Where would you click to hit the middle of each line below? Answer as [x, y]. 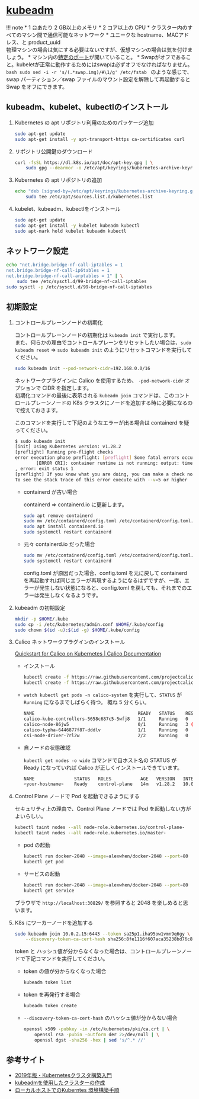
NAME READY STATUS [99, 714]
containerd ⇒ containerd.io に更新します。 [75, 504]
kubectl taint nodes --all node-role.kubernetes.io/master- [90, 833]
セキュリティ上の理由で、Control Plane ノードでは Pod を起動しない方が [103, 809]
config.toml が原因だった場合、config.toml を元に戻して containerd [105, 573]
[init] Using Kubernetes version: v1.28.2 [68, 447]
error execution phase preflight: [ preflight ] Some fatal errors [97, 458]
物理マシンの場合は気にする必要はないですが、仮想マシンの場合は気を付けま [99, 49]
